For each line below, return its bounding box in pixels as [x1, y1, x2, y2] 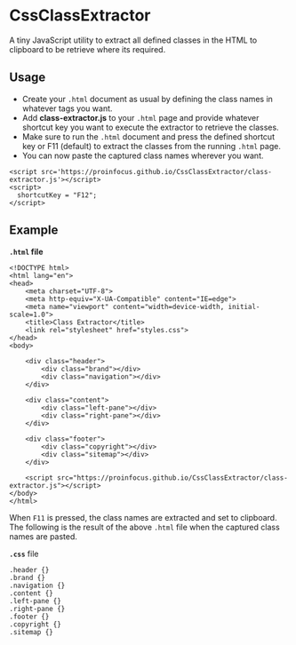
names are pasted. [9, 530, 78, 542]
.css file [9, 548, 39, 559]
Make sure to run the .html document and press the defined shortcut [21, 131, 276, 142]
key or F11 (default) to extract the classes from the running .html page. [21, 140, 282, 151]
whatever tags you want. [21, 103, 113, 114]
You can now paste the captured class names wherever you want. [21, 150, 264, 161]
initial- [228, 302, 260, 311]
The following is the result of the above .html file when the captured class [9, 522, 280, 532]
